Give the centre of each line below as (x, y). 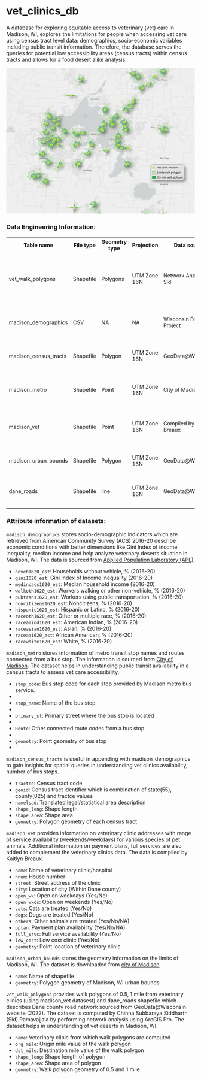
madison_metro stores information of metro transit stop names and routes (95, 653)
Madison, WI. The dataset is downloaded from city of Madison (83, 964)
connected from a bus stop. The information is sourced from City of (90, 659)
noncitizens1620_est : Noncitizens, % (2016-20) (74, 603)
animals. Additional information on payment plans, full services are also (94, 845)
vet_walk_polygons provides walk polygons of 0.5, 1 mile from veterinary (95, 994)
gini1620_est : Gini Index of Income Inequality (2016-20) (84, 578)
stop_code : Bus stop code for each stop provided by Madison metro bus (103, 684)
